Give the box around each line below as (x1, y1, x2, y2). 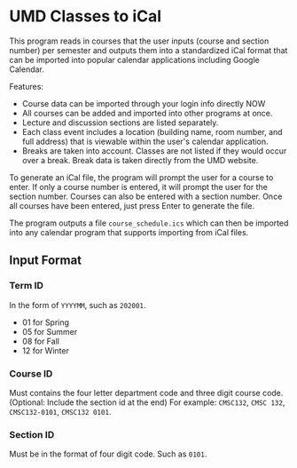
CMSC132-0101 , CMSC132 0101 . (9, 406, 112, 416)
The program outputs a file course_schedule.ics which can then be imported (9, 218, 289, 228)
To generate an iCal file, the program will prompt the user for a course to (9, 171, 274, 183)
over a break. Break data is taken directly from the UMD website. (21, 155, 259, 165)
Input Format (9, 253, 82, 268)
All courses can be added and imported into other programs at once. (21, 107, 273, 118)
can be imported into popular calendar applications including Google (9, 54, 260, 65)
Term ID (9, 280, 44, 292)
